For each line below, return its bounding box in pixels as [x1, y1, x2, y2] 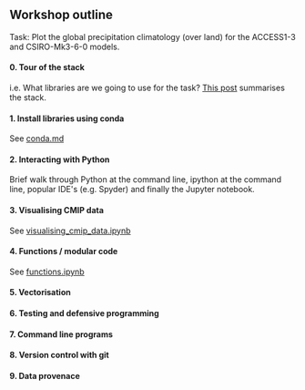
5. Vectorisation [9, 287, 71, 298]
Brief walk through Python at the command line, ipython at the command [9, 174, 282, 185]
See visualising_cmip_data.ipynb [9, 225, 131, 236]
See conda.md [9, 133, 65, 144]
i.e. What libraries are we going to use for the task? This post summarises [9, 82, 285, 94]
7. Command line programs [9, 328, 114, 340]
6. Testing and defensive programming [9, 308, 159, 319]
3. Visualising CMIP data [9, 205, 105, 216]
